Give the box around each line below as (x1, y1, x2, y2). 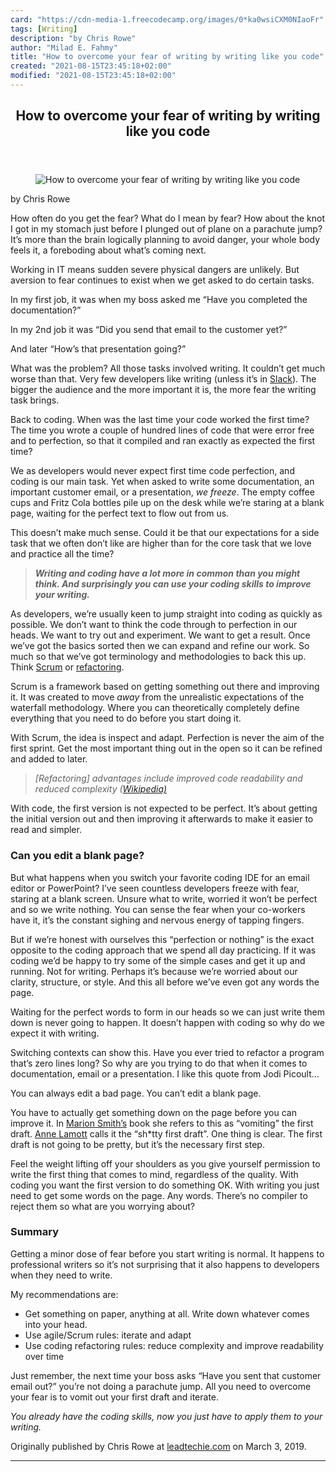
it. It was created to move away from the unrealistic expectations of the (10, 691, 305, 703)
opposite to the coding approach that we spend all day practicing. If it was (10, 944, 317, 956)
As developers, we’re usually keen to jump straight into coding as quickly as (10, 608, 323, 620)
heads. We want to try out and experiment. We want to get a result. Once (10, 629, 311, 641)
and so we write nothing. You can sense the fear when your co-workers (10, 903, 306, 915)
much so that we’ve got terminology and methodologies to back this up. (10, 651, 307, 663)
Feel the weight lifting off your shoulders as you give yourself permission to (10, 1157, 321, 1170)
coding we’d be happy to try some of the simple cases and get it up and (10, 954, 306, 966)
